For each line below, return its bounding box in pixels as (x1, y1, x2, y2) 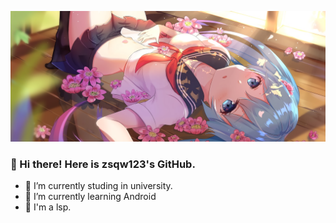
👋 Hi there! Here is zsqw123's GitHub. (10, 157, 196, 171)
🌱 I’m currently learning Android (24, 190, 157, 202)
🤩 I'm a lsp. (24, 201, 72, 213)
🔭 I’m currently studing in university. (24, 179, 173, 191)
